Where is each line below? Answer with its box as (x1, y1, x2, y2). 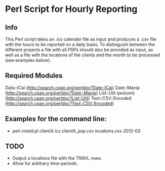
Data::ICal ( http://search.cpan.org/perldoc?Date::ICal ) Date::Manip (5, 85, 140, 90)
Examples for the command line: (5, 115, 107, 123)
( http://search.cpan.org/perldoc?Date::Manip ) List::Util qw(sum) (5, 90, 135, 96)
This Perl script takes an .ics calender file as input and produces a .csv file (5, 36, 157, 42)
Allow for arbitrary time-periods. (12, 161, 78, 167)
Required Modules (5, 72, 63, 80)
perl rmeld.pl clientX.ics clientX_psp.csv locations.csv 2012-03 (12, 128, 141, 134)
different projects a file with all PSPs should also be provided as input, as (5, 47, 153, 52)
